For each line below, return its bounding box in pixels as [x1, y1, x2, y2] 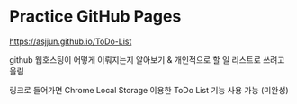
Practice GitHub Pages [9, 6, 182, 27]
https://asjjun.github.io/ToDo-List [9, 36, 132, 47]
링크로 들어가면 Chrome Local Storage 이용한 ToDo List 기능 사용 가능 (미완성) [9, 84, 290, 95]
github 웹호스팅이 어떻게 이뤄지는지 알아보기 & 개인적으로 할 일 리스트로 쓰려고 [9, 54, 285, 65]
